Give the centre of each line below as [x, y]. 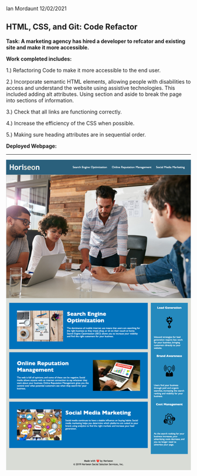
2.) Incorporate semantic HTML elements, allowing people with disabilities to [98, 81]
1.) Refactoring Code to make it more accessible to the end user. [84, 70]
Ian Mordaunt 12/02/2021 [36, 9]
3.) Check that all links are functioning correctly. [64, 112]
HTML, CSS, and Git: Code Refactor [72, 27]
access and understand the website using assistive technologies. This [91, 88]
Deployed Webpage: [32, 146]
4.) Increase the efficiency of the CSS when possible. [70, 123]
